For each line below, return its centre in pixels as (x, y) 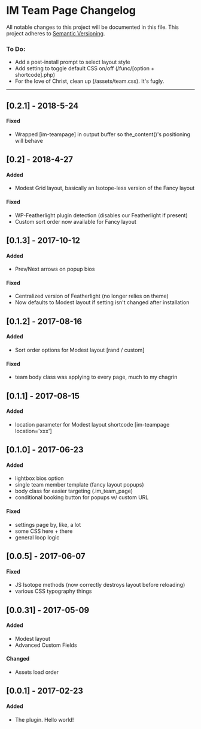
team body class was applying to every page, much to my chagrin (96, 377)
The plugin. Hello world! (44, 719)
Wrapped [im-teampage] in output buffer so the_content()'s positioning (102, 134)
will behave (29, 140)
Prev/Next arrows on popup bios (55, 269)
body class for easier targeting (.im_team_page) (74, 491)
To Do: (16, 49)
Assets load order (36, 672)
